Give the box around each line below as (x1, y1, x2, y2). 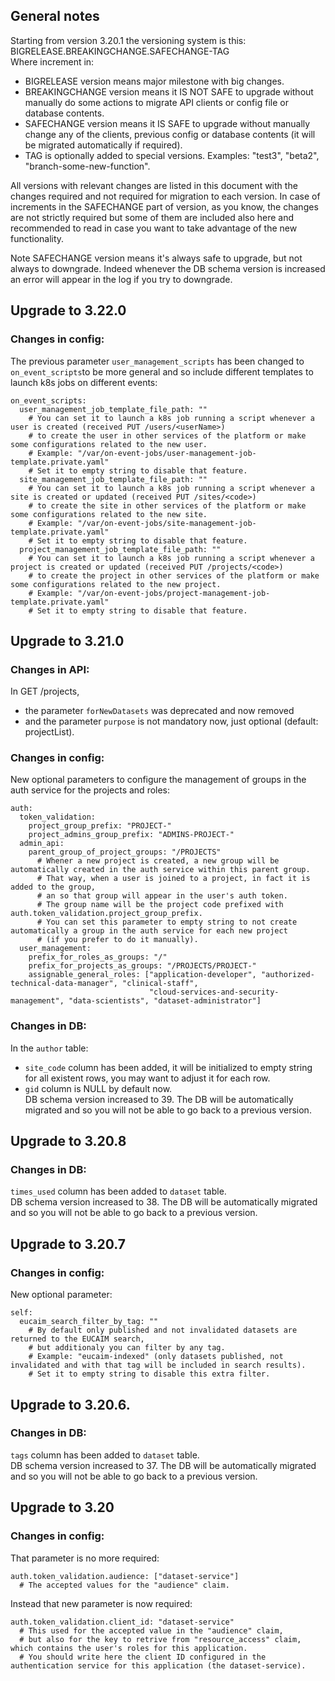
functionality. (10, 232, 65, 244)
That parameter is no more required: (10, 1552, 160, 1564)
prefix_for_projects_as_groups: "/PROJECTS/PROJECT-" (28, 961, 257, 971)
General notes (10, 8, 100, 25)
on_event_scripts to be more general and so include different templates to (10, 365, 314, 378)
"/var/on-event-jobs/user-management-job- (77, 448, 257, 458)
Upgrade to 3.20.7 (10, 1235, 126, 1253)
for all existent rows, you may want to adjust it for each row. (24, 1072, 271, 1084)
